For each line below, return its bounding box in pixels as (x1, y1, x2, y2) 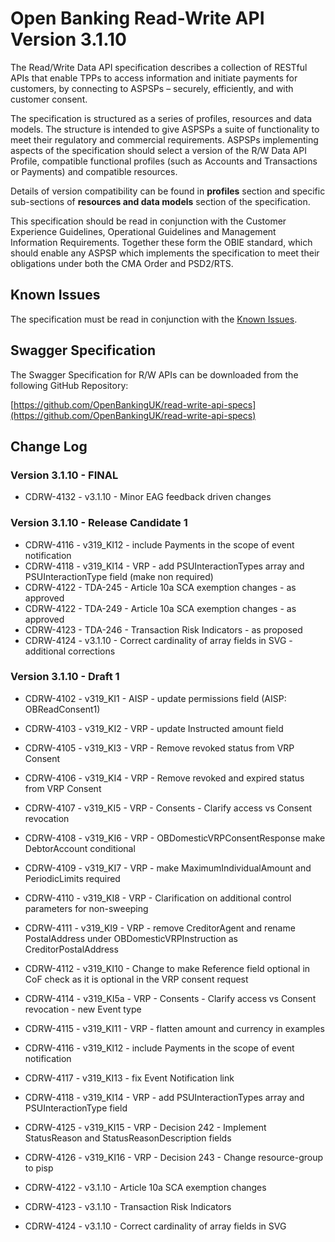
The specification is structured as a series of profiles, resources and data (10, 112, 313, 124)
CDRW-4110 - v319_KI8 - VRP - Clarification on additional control (24, 892, 292, 904)
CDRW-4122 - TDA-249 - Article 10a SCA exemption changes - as (24, 602, 297, 614)
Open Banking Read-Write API (10, 7, 265, 30)
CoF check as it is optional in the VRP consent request (24, 973, 249, 985)
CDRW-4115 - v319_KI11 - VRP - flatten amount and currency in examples (24, 1022, 325, 1034)
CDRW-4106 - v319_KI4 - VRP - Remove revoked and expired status (24, 772, 305, 784)
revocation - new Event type (24, 1003, 142, 1015)
